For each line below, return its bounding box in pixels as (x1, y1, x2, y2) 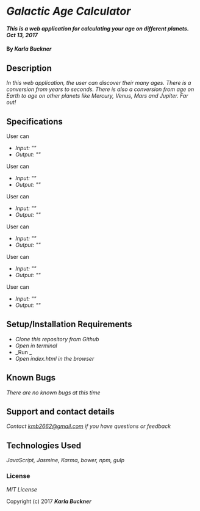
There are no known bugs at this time (6, 389, 101, 396)
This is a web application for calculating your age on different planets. (6, 24, 189, 32)
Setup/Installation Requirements (6, 319, 132, 330)
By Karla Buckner (6, 45, 52, 53)
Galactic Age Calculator (6, 4, 131, 18)
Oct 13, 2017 (6, 31, 38, 38)
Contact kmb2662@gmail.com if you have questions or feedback (6, 422, 171, 430)
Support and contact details (6, 407, 115, 417)
